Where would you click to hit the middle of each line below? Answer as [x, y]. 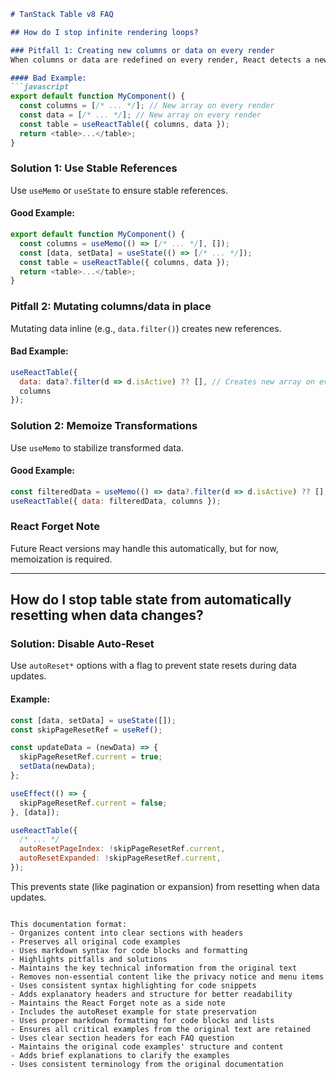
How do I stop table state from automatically [151, 600]
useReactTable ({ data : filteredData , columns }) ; [116, 501]
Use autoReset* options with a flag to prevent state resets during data [153, 666]
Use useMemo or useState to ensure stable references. [119, 190]
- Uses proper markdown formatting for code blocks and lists [142, 1020]
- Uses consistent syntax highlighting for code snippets [133, 985]
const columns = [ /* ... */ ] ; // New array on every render [147, 106]
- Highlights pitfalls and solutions [89, 959]
